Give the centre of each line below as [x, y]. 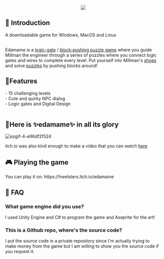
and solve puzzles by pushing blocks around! [51, 65]
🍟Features [21, 81]
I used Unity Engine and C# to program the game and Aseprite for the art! [80, 217]
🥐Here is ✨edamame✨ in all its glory [62, 125]
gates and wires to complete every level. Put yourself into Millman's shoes [81, 60]
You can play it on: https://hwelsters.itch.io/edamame [59, 177]
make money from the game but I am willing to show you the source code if [82, 246]
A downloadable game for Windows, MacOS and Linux [61, 35]
